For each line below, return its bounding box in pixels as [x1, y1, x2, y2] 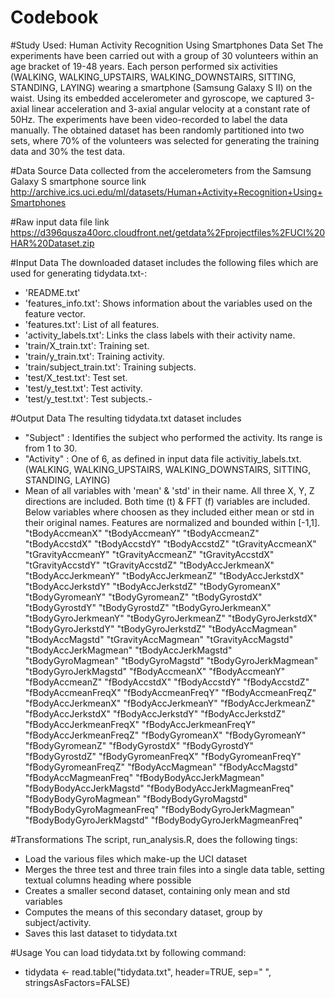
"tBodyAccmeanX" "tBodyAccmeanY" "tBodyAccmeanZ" [24, 527, 260, 539]
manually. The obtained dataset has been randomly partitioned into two [10, 124, 305, 136]
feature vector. [24, 307, 86, 320]
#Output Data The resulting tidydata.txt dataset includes [10, 412, 242, 424]
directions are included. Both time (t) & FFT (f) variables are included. [24, 495, 311, 507]
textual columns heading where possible [24, 874, 192, 886]
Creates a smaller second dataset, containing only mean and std [24, 884, 291, 896]
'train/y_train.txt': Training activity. [24, 350, 165, 362]
